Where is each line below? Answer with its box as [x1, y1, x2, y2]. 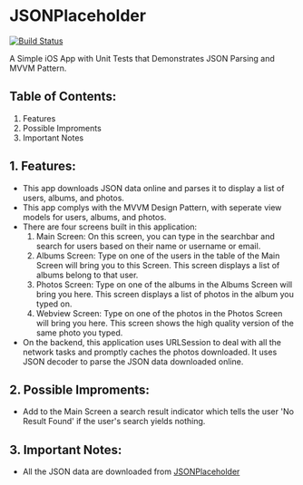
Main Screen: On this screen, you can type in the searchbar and [35, 230, 275, 241]
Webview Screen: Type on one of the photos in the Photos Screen [35, 307, 283, 318]
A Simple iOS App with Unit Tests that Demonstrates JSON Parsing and [9, 53, 275, 63]
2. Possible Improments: [9, 382, 150, 397]
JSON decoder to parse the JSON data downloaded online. [22, 355, 244, 367]
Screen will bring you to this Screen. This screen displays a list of [35, 259, 280, 270]
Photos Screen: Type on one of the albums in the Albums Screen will [35, 278, 293, 290]
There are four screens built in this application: [22, 221, 198, 232]
